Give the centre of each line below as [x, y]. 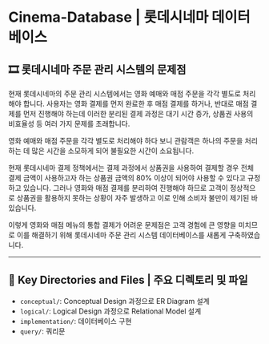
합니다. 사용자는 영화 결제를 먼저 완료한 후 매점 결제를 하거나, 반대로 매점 [136, 103]
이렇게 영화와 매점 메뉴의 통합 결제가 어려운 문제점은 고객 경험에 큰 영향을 [122, 225]
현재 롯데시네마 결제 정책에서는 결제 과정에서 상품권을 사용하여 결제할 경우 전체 [131, 168]
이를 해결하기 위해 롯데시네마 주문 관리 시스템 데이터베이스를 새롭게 [121, 235]
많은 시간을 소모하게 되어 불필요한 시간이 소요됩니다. [113, 151]
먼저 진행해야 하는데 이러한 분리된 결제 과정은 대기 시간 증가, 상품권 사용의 [138, 113]
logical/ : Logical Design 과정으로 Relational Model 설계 [110, 311]
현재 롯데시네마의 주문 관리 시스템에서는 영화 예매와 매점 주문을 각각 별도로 [125, 93]
